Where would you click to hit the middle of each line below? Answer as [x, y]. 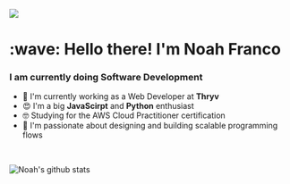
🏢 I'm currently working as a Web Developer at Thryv [120, 96]
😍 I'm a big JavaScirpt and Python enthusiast [108, 106]
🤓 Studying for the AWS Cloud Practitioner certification [124, 115]
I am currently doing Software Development [106, 78]
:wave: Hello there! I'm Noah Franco [145, 50]
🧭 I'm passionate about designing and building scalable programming [150, 126]
